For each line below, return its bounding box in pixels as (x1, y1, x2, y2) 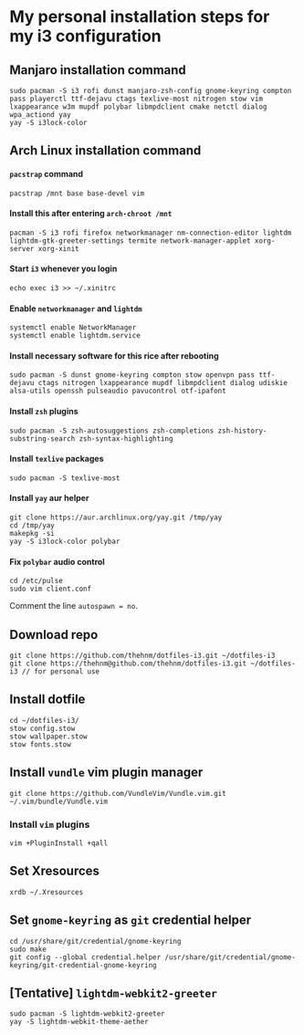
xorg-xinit (37, 244, 79, 253)
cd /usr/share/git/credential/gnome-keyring (9, 936, 182, 946)
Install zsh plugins (9, 406, 79, 416)
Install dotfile (9, 692, 86, 707)
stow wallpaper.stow (9, 732, 89, 741)
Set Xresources (9, 863, 100, 879)
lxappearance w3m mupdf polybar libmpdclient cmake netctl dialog (9, 102, 267, 111)
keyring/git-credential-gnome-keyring (9, 960, 157, 969)
